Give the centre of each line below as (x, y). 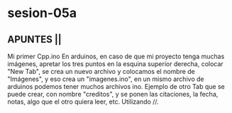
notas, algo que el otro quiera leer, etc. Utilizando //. (83, 102)
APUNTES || (34, 39)
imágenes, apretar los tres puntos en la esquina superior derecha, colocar (115, 64)
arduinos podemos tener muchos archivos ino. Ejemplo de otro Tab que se (116, 86)
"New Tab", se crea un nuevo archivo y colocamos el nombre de (101, 71)
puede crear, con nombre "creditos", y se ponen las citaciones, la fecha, (113, 94)
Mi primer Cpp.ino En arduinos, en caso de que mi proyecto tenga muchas (116, 56)
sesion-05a (42, 13)
